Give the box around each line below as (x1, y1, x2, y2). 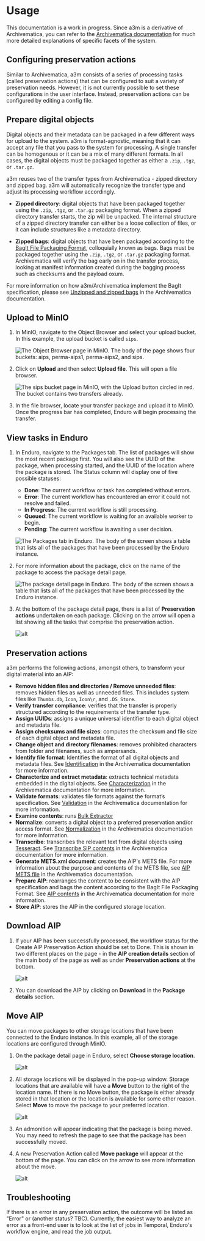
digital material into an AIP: (6, 671, 74, 678)
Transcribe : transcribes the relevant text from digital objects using (15, 838, 183, 845)
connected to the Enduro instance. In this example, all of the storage (6, 1033, 178, 1041)
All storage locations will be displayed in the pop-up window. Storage (15, 1075, 189, 1083)
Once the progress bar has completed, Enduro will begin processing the (15, 409, 196, 416)
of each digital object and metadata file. (15, 734, 116, 741)
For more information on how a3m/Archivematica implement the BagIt (6, 282, 182, 289)
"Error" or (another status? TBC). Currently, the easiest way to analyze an (6, 1215, 191, 1222)
